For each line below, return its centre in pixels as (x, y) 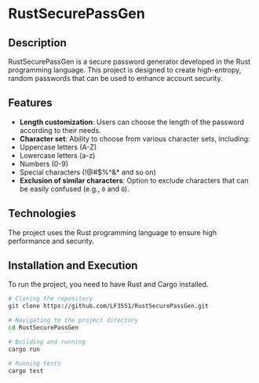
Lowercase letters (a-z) (57, 155)
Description (37, 43)
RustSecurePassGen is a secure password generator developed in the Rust (129, 61)
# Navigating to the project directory (73, 320)
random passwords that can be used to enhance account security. (115, 78)
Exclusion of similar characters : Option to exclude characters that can (134, 180)
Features (30, 103)
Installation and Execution (73, 265)
